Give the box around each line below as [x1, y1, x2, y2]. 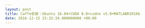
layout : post [5, 7, 32, 12]
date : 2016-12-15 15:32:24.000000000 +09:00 [5, 16, 97, 20]
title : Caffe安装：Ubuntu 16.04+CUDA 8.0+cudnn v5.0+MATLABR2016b [5, 11, 140, 16]
